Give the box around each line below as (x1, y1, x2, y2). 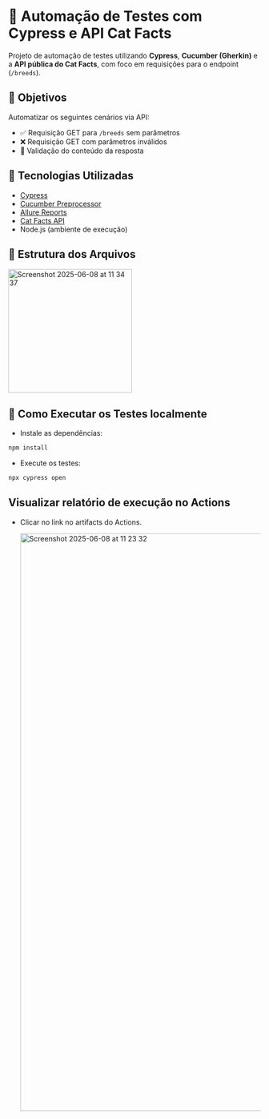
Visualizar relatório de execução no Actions (8, 496, 231, 509)
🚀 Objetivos (8, 91, 67, 105)
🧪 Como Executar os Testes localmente (8, 407, 207, 421)
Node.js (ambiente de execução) (19, 224, 128, 234)
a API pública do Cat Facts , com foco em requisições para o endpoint (8, 59, 239, 69)
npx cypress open (8, 474, 66, 482)
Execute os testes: (19, 458, 82, 468)
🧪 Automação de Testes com (8, 7, 203, 26)
